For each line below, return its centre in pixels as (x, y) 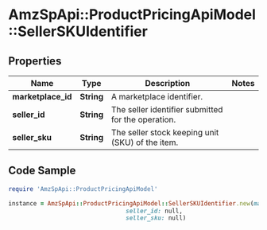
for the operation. (143, 119)
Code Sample (42, 171)
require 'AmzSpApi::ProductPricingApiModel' (83, 189)
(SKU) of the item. (145, 142)
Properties (35, 61)
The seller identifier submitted (167, 109)
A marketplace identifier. (157, 97)
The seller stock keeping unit (165, 133)
